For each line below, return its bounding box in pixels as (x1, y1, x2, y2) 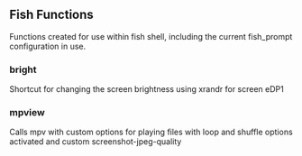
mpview (9, 106, 45, 119)
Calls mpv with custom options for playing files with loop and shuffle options (9, 126, 293, 138)
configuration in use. (9, 41, 87, 51)
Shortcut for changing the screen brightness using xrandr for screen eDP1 (9, 84, 284, 95)
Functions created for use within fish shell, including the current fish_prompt (9, 31, 293, 41)
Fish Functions (9, 7, 95, 23)
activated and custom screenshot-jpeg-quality (9, 136, 182, 147)
